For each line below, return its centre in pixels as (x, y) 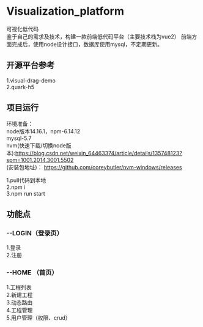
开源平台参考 (31, 65)
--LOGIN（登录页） (35, 233)
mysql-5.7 (19, 138)
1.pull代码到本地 (26, 180)
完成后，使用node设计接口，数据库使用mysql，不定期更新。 (87, 44)
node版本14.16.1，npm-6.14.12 (43, 131)
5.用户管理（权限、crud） (39, 318)
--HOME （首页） (32, 273)
